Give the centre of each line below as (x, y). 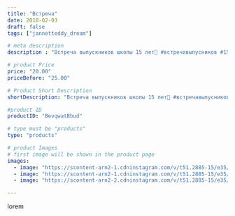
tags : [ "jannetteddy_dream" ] (50, 33)
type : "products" (33, 136)
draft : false (26, 27)
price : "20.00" (29, 71)
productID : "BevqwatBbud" (45, 116)
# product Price (31, 65)
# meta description (36, 46)
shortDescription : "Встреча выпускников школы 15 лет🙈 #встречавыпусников (119, 97)
